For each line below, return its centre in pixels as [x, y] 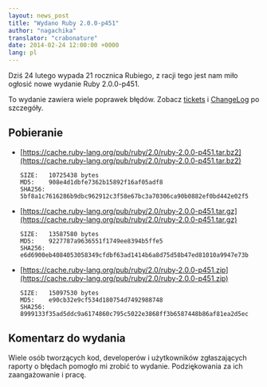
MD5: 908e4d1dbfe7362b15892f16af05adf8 [91, 182]
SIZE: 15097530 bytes [59, 293]
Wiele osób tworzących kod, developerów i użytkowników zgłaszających [128, 357]
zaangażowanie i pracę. [47, 374]
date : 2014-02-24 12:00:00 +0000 [64, 45]
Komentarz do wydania [67, 339]
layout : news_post [39, 16]
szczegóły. [26, 108]
